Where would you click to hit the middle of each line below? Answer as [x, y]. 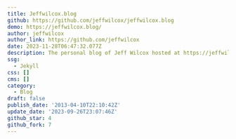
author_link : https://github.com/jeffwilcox [73, 40]
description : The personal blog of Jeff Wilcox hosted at [94, 53]
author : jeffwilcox [36, 33]
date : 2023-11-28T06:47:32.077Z [54, 46]
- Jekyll [26, 66]
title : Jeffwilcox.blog [42, 14]
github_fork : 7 [29, 125]
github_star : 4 [29, 118]
